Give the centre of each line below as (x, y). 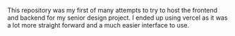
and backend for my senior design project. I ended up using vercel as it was (117, 18)
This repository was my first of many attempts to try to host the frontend (112, 10)
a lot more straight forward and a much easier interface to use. (98, 25)
